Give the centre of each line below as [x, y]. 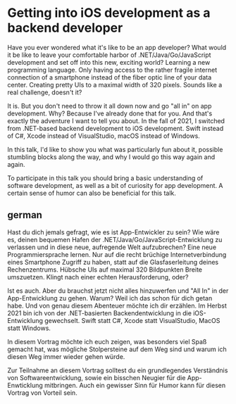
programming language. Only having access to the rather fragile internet [112, 70]
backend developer [65, 28]
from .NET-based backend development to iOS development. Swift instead [116, 128]
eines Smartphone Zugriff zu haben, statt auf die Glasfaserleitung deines [113, 262]
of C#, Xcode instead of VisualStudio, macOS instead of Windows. [104, 136]
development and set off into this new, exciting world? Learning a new [109, 62]
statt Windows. [29, 328]
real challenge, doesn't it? [45, 92]
